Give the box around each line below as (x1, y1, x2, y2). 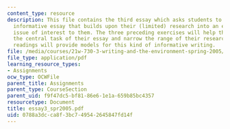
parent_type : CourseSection (7, 86, 88, 93)
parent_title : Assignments (7, 80, 84, 87)
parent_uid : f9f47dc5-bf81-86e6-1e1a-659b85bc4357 (7, 93, 155, 100)
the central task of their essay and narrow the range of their (13, 35, 201, 42)
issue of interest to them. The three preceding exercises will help (13, 29, 216, 36)
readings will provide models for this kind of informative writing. (13, 42, 216, 48)
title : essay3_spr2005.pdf (7, 105, 84, 112)
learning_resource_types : (7, 61, 81, 68)
